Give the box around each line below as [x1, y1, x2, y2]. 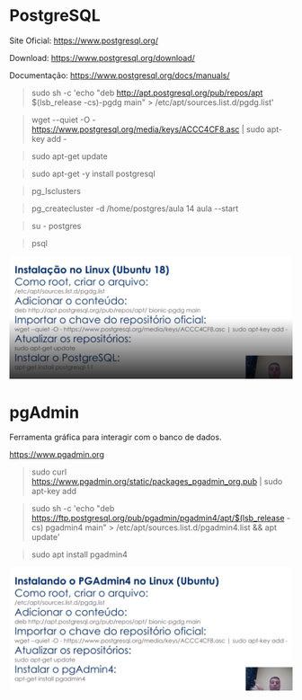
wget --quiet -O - [31, 114, 96, 125]
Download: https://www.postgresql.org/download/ [9, 52, 196, 63]
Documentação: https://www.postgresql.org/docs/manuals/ [9, 69, 231, 81]
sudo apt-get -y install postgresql [31, 168, 155, 179]
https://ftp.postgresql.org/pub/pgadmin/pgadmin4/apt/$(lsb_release [31, 513, 285, 524]
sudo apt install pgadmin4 [31, 549, 129, 560]
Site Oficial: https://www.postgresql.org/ [9, 35, 159, 46]
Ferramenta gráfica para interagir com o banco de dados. [9, 432, 222, 443]
